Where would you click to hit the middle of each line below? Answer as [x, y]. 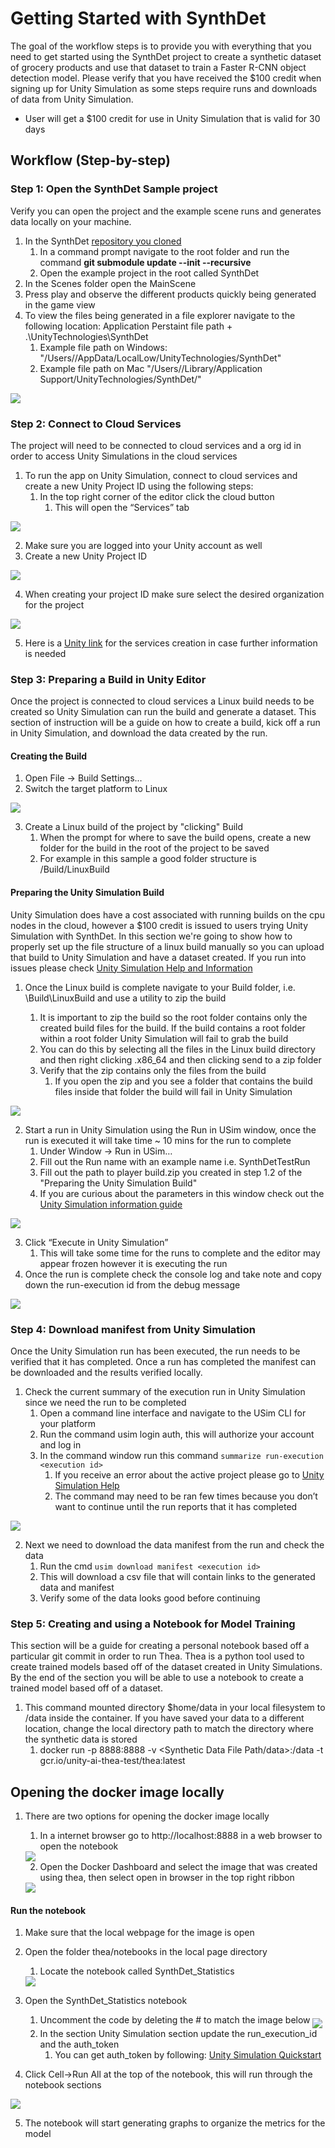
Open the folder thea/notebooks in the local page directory [146, 1952]
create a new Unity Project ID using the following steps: [139, 486]
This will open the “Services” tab [122, 507]
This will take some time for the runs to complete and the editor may [180, 1253]
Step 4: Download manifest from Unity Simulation [133, 1329]
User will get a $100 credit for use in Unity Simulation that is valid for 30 [172, 118]
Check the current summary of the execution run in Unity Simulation [165, 1391]
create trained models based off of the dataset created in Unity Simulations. [166, 1667]
